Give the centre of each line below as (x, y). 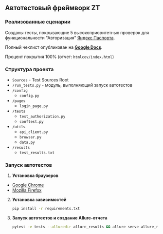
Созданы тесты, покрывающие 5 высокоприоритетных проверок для (77, 32)
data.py (27, 142)
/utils (19, 127)
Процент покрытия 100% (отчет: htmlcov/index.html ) (60, 57)
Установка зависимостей (39, 200)
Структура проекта (29, 69)
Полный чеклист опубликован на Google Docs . (54, 47)
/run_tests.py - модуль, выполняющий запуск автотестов (72, 85)
